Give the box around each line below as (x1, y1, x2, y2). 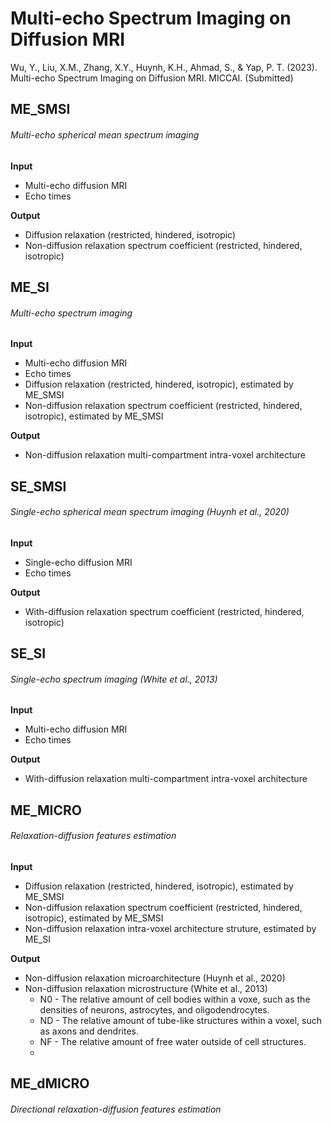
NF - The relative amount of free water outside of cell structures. (39, 1035, 307, 1047)
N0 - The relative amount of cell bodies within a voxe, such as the (39, 993, 311, 1005)
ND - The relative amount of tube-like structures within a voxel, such (39, 1014, 322, 1026)
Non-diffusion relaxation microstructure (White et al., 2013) (24, 982, 268, 994)
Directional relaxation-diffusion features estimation (10, 1103, 222, 1115)
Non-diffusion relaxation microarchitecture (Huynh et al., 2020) (24, 972, 286, 984)
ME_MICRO (10, 802, 82, 819)
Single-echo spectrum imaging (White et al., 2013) (10, 673, 218, 685)
